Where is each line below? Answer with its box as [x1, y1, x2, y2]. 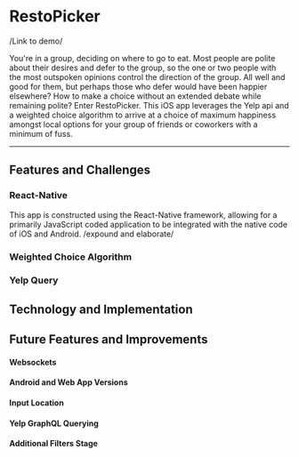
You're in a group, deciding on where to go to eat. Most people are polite [9, 52, 276, 63]
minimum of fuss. [9, 128, 73, 139]
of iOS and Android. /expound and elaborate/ [9, 228, 174, 239]
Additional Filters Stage [9, 438, 98, 449]
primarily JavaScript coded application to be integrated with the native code [9, 219, 287, 229]
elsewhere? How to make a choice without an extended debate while [9, 91, 262, 101]
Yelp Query [9, 274, 59, 286]
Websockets [9, 357, 57, 367]
